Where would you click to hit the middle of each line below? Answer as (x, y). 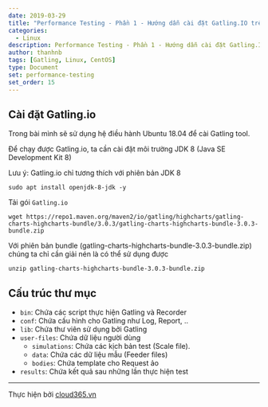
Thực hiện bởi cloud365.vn (53, 394)
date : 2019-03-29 (37, 16)
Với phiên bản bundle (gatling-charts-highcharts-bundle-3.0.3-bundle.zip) (130, 246)
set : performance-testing (51, 75)
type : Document (33, 68)
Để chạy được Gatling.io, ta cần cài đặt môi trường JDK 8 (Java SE (117, 149)
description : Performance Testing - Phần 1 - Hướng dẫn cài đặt (117, 45)
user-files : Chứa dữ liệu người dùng (80, 338)
